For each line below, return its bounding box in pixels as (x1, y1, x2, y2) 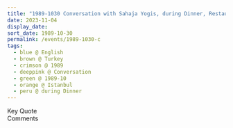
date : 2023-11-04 (7, 17, 58, 24)
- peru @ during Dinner (13, 88, 82, 95)
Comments (7, 114, 39, 122)
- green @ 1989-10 (13, 74, 67, 82)
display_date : (7, 23, 49, 30)
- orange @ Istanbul (13, 81, 73, 88)
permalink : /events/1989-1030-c (7, 36, 101, 43)
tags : (7, 42, 23, 49)
